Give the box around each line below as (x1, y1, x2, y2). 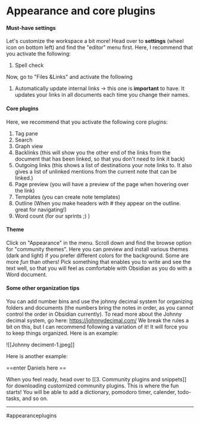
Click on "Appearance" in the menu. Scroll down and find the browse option (6, 239, 192, 246)
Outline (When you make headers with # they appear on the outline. (14, 199, 182, 207)
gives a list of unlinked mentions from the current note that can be (14, 168, 177, 175)
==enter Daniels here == (6, 364, 67, 371)
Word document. (6, 270, 48, 278)
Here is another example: (6, 353, 68, 359)
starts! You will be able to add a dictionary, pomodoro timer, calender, (6, 389, 177, 395)
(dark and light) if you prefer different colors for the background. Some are (6, 252, 189, 259)
